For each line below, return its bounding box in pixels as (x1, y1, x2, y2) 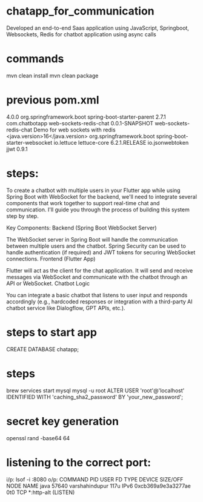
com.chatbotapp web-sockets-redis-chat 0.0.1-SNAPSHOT (6, 119, 154, 127)
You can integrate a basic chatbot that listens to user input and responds (6, 291, 188, 299)
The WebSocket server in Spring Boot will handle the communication (6, 236, 178, 243)
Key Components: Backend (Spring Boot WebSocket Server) (6, 224, 157, 231)
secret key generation (6, 414, 119, 428)
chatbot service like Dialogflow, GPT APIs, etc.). (6, 304, 125, 311)
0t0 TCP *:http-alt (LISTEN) (6, 489, 75, 496)
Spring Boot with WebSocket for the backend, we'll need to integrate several (6, 193, 197, 200)
